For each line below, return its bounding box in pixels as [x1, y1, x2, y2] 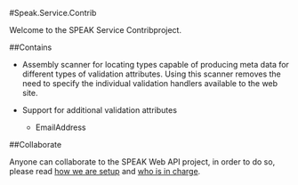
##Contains [9, 42, 52, 52]
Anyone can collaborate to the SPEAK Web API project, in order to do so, [9, 157, 276, 167]
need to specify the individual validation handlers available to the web [21, 78, 278, 88]
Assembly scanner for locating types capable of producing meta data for [21, 60, 289, 69]
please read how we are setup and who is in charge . [9, 166, 201, 176]
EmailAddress [35, 122, 86, 133]
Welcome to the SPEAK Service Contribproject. [9, 25, 182, 35]
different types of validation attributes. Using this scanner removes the [21, 68, 282, 79]
